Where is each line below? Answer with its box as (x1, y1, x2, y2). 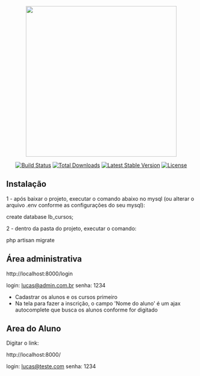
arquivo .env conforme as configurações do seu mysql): (6, 201, 146, 208)
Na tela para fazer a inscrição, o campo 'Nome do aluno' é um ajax (14, 299, 181, 307)
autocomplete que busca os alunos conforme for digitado (14, 306, 158, 313)
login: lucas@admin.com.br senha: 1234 (6, 281, 106, 289)
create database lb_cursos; (6, 213, 74, 220)
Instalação (6, 179, 47, 189)
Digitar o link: (6, 339, 39, 346)
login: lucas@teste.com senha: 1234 (6, 363, 96, 370)
